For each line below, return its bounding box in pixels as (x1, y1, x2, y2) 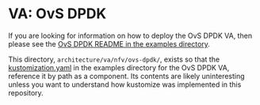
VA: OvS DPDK (8, 5, 107, 23)
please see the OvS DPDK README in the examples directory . (8, 39, 210, 48)
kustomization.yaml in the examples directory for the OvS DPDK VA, (8, 62, 230, 72)
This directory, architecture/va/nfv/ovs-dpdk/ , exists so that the (8, 54, 220, 64)
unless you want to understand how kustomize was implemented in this (8, 80, 242, 89)
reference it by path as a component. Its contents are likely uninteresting (8, 71, 245, 81)
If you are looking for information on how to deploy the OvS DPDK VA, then (8, 31, 252, 40)
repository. (8, 88, 44, 97)
